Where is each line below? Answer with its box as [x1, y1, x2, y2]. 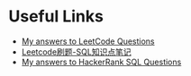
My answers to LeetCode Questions [21, 36, 155, 46]
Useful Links [8, 6, 105, 27]
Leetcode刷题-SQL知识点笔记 [21, 46, 132, 57]
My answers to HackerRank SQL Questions [21, 56, 182, 67]
